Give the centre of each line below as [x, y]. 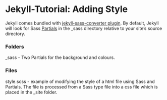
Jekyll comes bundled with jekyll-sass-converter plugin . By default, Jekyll [82, 23]
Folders [15, 46]
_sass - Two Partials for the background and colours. [60, 57]
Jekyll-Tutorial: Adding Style [67, 9]
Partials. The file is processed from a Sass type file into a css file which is [81, 86]
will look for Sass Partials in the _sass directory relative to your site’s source [84, 28]
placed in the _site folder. [31, 92]
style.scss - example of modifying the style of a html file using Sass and [80, 81]
